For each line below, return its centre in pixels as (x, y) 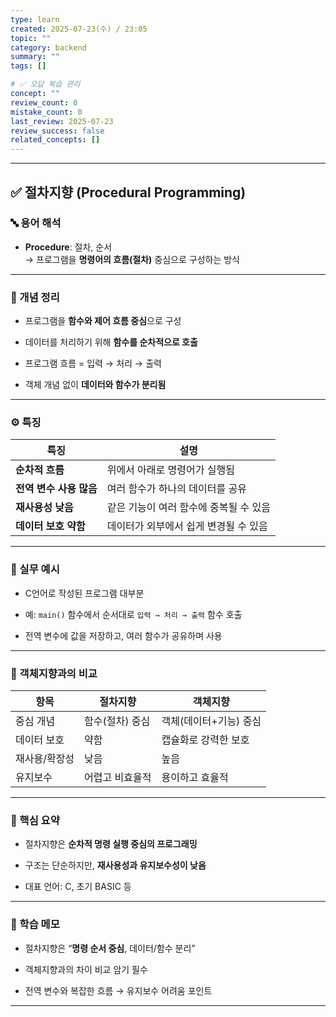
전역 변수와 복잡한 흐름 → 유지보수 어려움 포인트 (118, 990)
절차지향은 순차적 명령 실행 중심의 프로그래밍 (111, 844)
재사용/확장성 (45, 758)
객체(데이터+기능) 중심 (211, 721)
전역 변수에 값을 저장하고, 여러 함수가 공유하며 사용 (123, 635)
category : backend (48, 47)
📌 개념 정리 (35, 297)
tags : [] (28, 66)
